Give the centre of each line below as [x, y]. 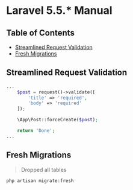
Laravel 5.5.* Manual [59, 11]
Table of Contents [41, 33]
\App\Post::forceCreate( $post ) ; [57, 120]
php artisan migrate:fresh [40, 181]
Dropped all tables [44, 169]
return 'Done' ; [36, 131]
